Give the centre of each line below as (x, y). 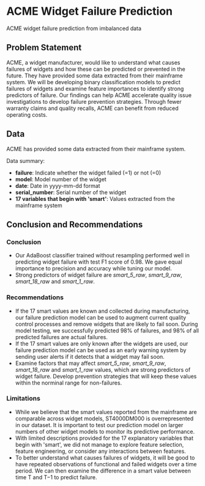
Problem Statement (44, 48)
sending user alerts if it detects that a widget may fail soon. (90, 356)
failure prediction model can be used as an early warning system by (101, 350)
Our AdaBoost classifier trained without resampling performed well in (102, 256)
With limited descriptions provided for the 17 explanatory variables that (104, 438)
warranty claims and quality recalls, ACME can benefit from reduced (92, 108)
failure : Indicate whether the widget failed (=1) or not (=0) (88, 173)
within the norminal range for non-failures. (69, 383)
